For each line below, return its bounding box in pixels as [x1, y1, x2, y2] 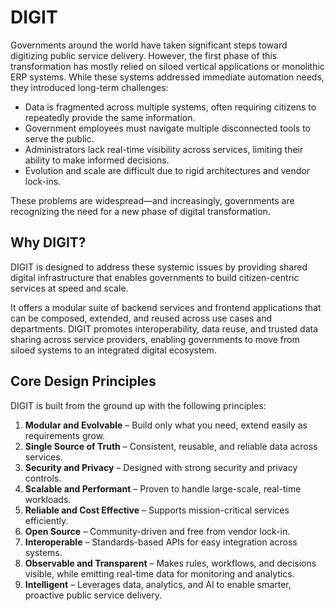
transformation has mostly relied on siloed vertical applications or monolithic [10, 60, 325, 72]
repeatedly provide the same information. [24, 111, 196, 123]
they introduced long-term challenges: [10, 81, 169, 93]
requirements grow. [24, 429, 106, 441]
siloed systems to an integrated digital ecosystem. [10, 344, 217, 356]
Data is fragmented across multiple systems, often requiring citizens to [24, 101, 317, 113]
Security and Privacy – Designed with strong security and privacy [24, 461, 298, 473]
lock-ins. [24, 175, 62, 187]
